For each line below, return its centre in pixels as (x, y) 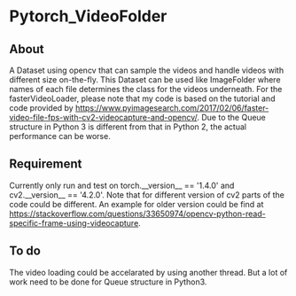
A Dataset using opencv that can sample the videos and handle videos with (147, 70)
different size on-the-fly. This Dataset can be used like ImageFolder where (145, 80)
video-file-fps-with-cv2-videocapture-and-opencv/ (103, 117)
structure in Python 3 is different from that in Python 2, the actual (128, 127)
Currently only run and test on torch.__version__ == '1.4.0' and (122, 185)
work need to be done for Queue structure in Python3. (108, 282)
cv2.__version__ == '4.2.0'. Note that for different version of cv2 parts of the (147, 195)
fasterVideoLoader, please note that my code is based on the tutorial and (142, 98)
